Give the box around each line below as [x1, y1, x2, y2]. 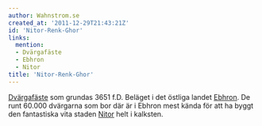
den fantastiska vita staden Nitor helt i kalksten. [8, 109, 164, 119]
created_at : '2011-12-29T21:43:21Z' [8, 19, 129, 27]
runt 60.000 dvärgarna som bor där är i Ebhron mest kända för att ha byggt [8, 101, 254, 110]
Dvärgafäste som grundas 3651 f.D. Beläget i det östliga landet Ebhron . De [8, 92, 251, 101]
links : [8, 33, 30, 42]
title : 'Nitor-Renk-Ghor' [8, 71, 94, 78]
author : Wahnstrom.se [8, 11, 80, 20]
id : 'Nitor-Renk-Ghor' [8, 26, 83, 34]
